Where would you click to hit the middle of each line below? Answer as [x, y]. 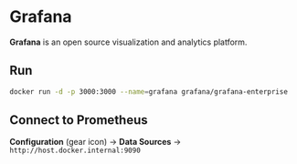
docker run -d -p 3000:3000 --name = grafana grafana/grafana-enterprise [148, 92]
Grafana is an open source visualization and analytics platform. [128, 42]
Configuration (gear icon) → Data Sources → [95, 142]
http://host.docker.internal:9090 [75, 151]
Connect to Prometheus [79, 120]
